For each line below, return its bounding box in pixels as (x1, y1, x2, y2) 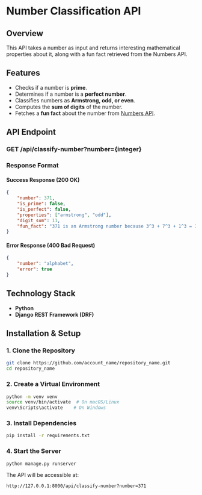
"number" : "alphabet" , (17, 261, 74, 267)
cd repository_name (6, 366, 55, 372)
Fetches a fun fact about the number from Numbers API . (14, 110, 155, 117)
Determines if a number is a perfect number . (14, 90, 127, 98)
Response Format (6, 161, 59, 170)
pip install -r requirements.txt (6, 432, 90, 439)
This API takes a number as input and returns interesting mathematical (6, 44, 180, 51)
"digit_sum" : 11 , (17, 217, 61, 223)
